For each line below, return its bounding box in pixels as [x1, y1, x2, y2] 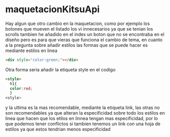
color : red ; [10, 86, 33, 91]
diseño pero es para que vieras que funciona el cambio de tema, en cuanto [5, 37, 163, 43]
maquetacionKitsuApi [5, 4, 100, 15]
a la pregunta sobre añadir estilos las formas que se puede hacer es [5, 42, 148, 48]
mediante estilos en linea [5, 47, 58, 53]
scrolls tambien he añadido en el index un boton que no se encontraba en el [5, 31, 164, 37]
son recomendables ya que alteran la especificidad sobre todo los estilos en [5, 110, 165, 116]
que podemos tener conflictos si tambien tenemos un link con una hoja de [5, 121, 161, 127]
